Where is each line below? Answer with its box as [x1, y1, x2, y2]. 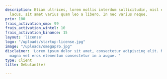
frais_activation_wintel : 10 [5, 26, 66, 31]
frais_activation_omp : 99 [5, 21, 59, 26]
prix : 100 [5, 16, 26, 21]
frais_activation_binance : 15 [5, 30, 68, 35]
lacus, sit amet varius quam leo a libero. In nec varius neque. [9, 12, 148, 17]
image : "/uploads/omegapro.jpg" [5, 44, 72, 49]
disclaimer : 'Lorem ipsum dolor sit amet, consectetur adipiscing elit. [5, 48, 159, 53]
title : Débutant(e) [5, 62, 46, 67]
